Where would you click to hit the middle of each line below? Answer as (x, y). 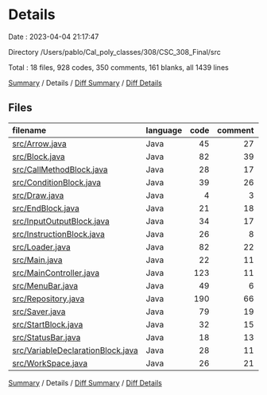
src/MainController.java (56, 273)
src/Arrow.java (40, 143)
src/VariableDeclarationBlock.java (75, 350)
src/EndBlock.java (46, 208)
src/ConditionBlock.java (57, 182)
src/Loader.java (41, 246)
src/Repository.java (48, 298)
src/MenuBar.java (45, 285)
